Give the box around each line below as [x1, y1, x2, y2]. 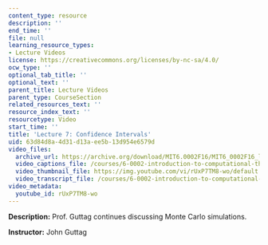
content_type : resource [8, 11, 88, 20]
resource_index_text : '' [8, 109, 91, 117]
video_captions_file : [15, 160, 88, 168]
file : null [8, 34, 45, 42]
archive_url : [15, 152, 59, 160]
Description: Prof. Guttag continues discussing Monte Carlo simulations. [8, 211, 247, 221]
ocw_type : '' [8, 64, 52, 72]
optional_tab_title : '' [8, 71, 88, 79]
